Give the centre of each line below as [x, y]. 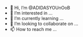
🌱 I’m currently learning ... [37, 18]
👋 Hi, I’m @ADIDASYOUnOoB [40, 8]
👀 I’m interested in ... [31, 13]
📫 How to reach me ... [33, 29]
